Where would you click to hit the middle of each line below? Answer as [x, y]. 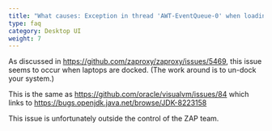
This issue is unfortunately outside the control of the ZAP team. [114, 119]
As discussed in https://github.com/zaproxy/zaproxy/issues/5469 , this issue [135, 61]
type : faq [25, 23]
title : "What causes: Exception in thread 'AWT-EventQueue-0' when [125, 16]
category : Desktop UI [45, 31]
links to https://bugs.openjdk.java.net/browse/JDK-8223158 [108, 103]
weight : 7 [25, 38]
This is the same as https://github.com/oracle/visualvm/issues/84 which [129, 95]
